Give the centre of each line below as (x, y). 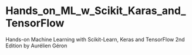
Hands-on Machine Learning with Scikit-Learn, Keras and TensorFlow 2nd (95, 39)
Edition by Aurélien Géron (36, 46)
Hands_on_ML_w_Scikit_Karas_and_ (96, 11)
